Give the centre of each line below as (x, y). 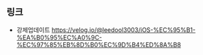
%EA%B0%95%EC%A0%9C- (59, 37)
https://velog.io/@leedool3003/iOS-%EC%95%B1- (124, 30)
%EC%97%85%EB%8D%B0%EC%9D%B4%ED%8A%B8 (99, 44)
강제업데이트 (33, 30)
